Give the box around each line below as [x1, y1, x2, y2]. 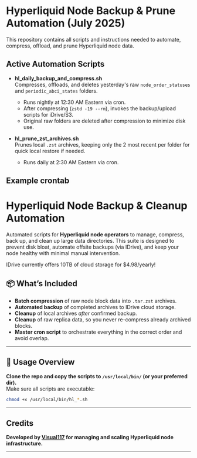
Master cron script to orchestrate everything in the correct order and [14, 328, 182, 335]
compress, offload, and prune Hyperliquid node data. [6, 42, 135, 49]
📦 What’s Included [6, 279, 77, 289]
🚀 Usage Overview [6, 357, 75, 367]
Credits [6, 418, 34, 428]
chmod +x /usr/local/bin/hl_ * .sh [6, 396, 88, 402]
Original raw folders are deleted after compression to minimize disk [23, 117, 186, 124]
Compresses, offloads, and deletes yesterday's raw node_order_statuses [14, 81, 191, 88]
